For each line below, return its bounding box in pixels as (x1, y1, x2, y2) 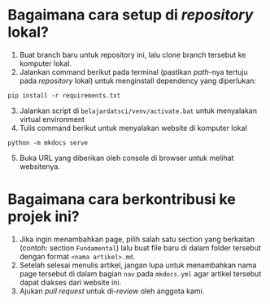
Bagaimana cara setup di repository (7, 6, 254, 24)
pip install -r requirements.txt (7, 91, 121, 99)
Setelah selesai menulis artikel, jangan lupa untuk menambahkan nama (19, 260, 257, 270)
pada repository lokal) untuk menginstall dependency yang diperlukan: (19, 76, 257, 85)
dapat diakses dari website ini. (19, 277, 122, 287)
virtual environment (19, 114, 85, 124)
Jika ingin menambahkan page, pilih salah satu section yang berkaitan (19, 234, 255, 244)
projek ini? (7, 207, 80, 226)
